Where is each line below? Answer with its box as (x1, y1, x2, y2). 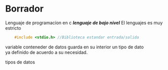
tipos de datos (5, 59, 35, 65)
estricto (5, 25, 21, 31)
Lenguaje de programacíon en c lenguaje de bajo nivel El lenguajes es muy (5, 20, 163, 26)
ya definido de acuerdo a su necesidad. (5, 49, 88, 55)
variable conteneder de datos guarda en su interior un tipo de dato (5, 44, 144, 50)
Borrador (5, 3, 44, 15)
